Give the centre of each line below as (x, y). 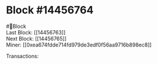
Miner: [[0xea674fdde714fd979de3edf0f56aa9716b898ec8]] (79, 45)
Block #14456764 (50, 10)
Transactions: (22, 56)
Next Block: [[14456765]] (36, 38)
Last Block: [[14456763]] (36, 32)
